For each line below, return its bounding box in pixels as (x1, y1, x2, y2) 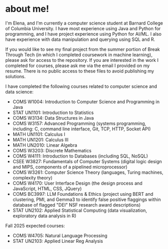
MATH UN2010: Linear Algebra (12, 142, 77, 148)
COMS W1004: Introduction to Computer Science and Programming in (12, 98, 160, 105)
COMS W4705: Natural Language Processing (12, 232, 108, 238)
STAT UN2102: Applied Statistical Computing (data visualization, (12, 207, 148, 213)
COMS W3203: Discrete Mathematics (12, 147, 92, 153)
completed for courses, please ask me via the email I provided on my (5, 62, 150, 69)
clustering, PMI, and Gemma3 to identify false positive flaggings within (12, 196, 161, 202)
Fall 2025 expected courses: (5, 222, 65, 229)
